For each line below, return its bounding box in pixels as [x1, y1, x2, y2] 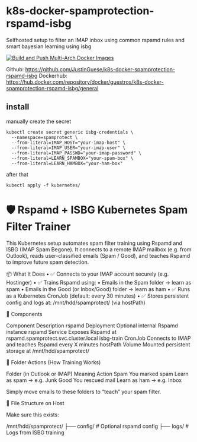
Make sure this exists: [6, 411, 59, 418]
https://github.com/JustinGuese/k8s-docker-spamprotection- [25, 65, 176, 72]
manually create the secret [6, 118, 72, 125]
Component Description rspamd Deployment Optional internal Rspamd [6, 322, 179, 329]
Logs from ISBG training [6, 429, 64, 436]
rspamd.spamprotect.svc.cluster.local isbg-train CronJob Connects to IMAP [6, 334, 191, 342]
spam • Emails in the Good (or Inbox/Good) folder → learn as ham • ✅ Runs [6, 285, 190, 292]
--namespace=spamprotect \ [11, 134, 78, 140]
